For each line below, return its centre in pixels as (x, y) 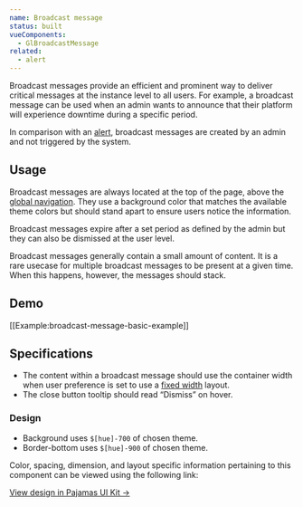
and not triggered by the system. (70, 142)
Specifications (51, 354)
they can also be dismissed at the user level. (92, 238)
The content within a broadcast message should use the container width (157, 376)
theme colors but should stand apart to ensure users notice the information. (151, 211)
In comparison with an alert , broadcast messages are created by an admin (148, 132)
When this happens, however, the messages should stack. (118, 275)
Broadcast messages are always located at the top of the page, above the (147, 192)
